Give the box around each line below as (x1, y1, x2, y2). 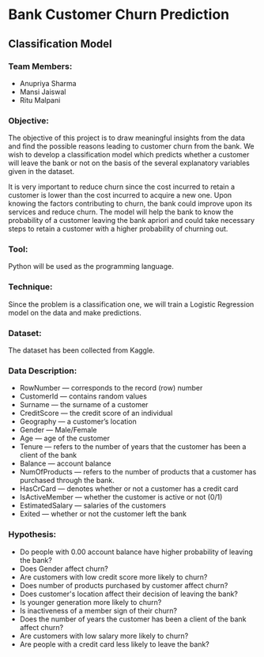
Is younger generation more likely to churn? (19, 597, 162, 606)
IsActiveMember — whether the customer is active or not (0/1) (19, 493, 223, 502)
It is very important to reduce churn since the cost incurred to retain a (8, 182, 236, 191)
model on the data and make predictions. (8, 308, 142, 317)
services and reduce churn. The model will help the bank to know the (8, 207, 234, 217)
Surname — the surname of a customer (19, 400, 149, 410)
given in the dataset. (8, 167, 75, 176)
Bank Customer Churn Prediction (8, 6, 230, 24)
